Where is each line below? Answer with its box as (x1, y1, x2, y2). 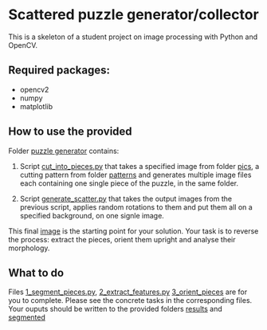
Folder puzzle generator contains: (8, 146, 120, 155)
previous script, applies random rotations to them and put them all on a (19, 202, 253, 212)
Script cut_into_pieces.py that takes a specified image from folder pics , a (19, 161, 260, 171)
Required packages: (8, 64, 110, 77)
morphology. (8, 243, 50, 253)
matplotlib (19, 101, 53, 111)
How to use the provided (8, 125, 133, 139)
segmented (8, 312, 46, 322)
